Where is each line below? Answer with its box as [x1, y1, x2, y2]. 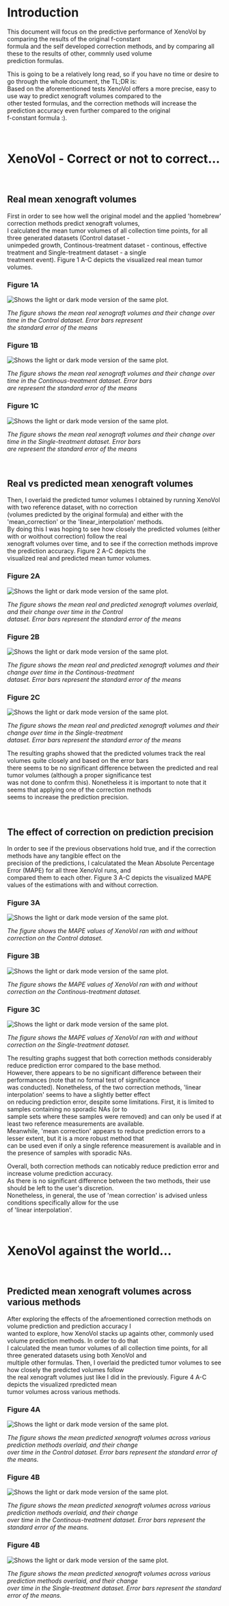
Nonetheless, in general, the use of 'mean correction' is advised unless [7, 1191, 208, 1199]
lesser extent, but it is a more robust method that [7, 1134, 145, 1142]
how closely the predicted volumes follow [7, 1365, 124, 1373]
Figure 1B [7, 340, 39, 350]
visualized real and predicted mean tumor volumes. [7, 554, 152, 563]
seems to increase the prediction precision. [7, 793, 129, 801]
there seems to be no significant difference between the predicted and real [7, 764, 219, 772]
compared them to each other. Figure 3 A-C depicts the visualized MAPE [7, 873, 212, 882]
